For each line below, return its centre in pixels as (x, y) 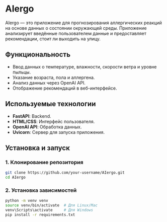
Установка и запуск (38, 148)
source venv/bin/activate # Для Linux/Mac (52, 205)
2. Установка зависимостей (41, 190)
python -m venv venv (27, 201)
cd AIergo (16, 177)
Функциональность (38, 55)
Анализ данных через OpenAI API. (49, 83)
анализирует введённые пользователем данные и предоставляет (76, 33)
